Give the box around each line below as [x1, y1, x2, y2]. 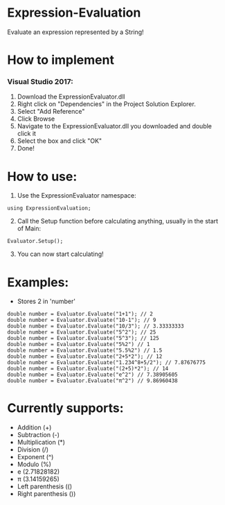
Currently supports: [7, 400, 124, 416]
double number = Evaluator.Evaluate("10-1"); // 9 [7, 317, 156, 324]
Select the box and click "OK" [17, 137, 102, 145]
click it [17, 130, 37, 138]
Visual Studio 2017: [7, 77, 74, 87]
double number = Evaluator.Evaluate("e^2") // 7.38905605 [7, 371, 178, 379]
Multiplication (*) [17, 438, 66, 447]
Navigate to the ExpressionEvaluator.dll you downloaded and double [17, 122, 213, 130]
